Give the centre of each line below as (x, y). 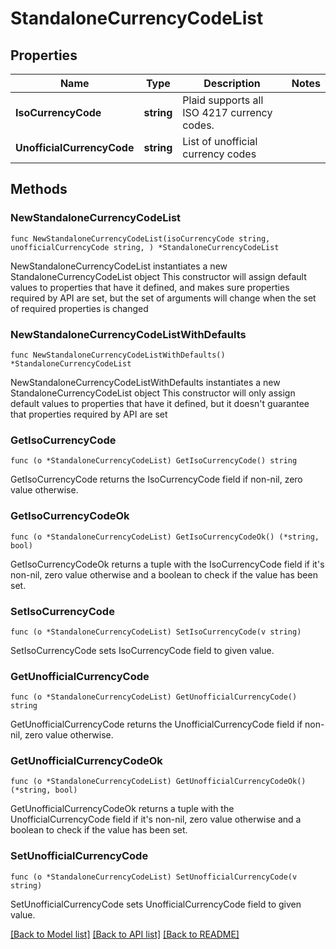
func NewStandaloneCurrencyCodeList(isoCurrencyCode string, (140, 238)
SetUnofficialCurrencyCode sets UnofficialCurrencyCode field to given (156, 904)
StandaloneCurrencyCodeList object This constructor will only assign (153, 393)
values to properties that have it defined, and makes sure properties (150, 287)
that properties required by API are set (89, 414)
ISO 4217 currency (227, 112)
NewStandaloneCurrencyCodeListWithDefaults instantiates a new (145, 382)
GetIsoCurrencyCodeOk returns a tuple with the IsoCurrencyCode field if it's (167, 564)
